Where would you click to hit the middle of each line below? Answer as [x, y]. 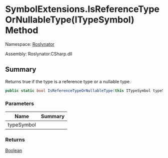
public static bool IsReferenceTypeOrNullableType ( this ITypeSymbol [78, 91]
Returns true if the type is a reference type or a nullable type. [68, 81]
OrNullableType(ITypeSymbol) [70, 20]
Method [22, 30]
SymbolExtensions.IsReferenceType [82, 9]
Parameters [19, 103]
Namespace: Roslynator [30, 44]
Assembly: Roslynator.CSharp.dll [39, 54]
